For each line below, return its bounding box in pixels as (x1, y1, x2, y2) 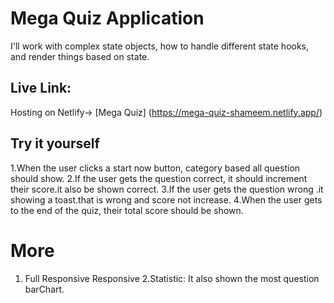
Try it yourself (10, 135, 100, 152)
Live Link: (10, 80, 72, 97)
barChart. (24, 283, 65, 295)
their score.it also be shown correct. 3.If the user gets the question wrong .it (10, 183, 324, 195)
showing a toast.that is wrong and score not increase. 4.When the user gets (10, 193, 323, 206)
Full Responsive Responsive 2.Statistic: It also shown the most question (24, 272, 320, 284)
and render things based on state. (10, 50, 150, 62)
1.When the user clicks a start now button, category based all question (10, 162, 301, 174)
